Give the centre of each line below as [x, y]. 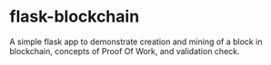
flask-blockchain [75, 17]
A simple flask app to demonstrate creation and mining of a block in [136, 42]
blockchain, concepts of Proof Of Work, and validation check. [125, 51]
